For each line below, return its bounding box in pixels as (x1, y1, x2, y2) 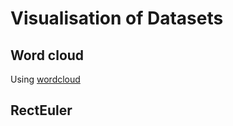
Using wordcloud (10, 73, 81, 85)
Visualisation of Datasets (10, 7, 224, 30)
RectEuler (10, 102, 73, 119)
